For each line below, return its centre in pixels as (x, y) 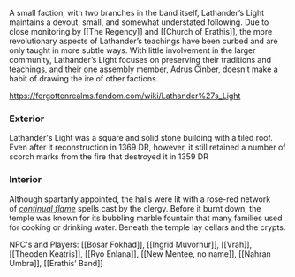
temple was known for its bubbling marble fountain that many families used (146, 218)
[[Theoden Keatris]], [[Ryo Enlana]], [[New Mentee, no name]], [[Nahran (140, 254)
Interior (26, 180)
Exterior (27, 119)
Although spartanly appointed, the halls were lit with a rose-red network (140, 199)
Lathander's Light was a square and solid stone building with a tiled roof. (141, 138)
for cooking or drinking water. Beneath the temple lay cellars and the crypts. (147, 227)
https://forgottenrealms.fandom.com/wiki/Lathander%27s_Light (125, 96)
